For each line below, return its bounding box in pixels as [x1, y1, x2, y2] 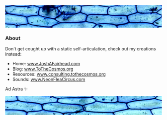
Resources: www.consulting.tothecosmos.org [12, 71, 106, 77]
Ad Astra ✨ [5, 86, 28, 92]
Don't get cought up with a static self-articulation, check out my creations [5, 46, 156, 52]
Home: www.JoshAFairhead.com [12, 61, 81, 67]
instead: [5, 51, 22, 57]
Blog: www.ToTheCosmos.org [12, 66, 74, 72]
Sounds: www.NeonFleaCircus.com [12, 77, 85, 82]
